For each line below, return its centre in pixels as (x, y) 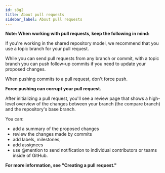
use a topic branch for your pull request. (47, 49)
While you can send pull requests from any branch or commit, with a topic (82, 59)
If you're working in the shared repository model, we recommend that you (82, 43)
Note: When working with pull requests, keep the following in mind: (77, 34)
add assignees (28, 145)
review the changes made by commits (52, 134)
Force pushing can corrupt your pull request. (53, 89)
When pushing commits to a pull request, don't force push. (67, 79)
